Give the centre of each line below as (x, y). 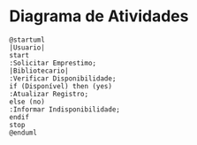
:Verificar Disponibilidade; (63, 78)
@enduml (23, 133)
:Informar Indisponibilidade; (65, 109)
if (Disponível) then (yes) (61, 86)
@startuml (27, 40)
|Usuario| (27, 47)
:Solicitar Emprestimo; (53, 63)
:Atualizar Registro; (49, 94)
